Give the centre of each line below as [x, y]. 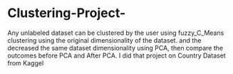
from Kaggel [26, 63]
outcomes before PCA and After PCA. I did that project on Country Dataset [116, 55]
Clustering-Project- [67, 13]
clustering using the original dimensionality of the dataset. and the [104, 40]
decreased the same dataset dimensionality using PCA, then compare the [115, 48]
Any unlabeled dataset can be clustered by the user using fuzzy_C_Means [116, 33]
